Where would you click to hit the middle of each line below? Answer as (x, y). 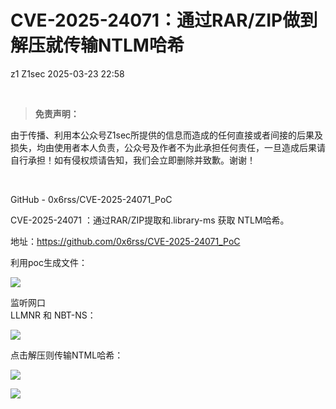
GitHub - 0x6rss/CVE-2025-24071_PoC (91, 199)
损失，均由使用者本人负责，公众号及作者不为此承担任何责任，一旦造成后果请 (168, 147)
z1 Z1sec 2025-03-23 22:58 (67, 73)
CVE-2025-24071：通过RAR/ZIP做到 (164, 20)
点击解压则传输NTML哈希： (67, 355)
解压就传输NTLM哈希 (97, 45)
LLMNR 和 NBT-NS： (53, 315)
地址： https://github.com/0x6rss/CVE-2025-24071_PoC (125, 241)
